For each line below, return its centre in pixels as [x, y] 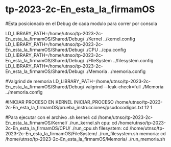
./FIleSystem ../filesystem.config [119, 60]
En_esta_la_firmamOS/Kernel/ [36, 122]
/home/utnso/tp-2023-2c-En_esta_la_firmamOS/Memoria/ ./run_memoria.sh [85, 139]
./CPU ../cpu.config [106, 50]
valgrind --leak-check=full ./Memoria [125, 87]
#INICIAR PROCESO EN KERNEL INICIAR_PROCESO [59, 102]
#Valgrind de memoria [29, 81]
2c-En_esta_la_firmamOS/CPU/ [38, 128]
